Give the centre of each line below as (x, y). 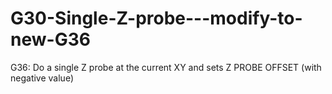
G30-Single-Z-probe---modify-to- (156, 18)
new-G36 (50, 39)
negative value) (42, 78)
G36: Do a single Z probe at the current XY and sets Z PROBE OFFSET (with (166, 67)
